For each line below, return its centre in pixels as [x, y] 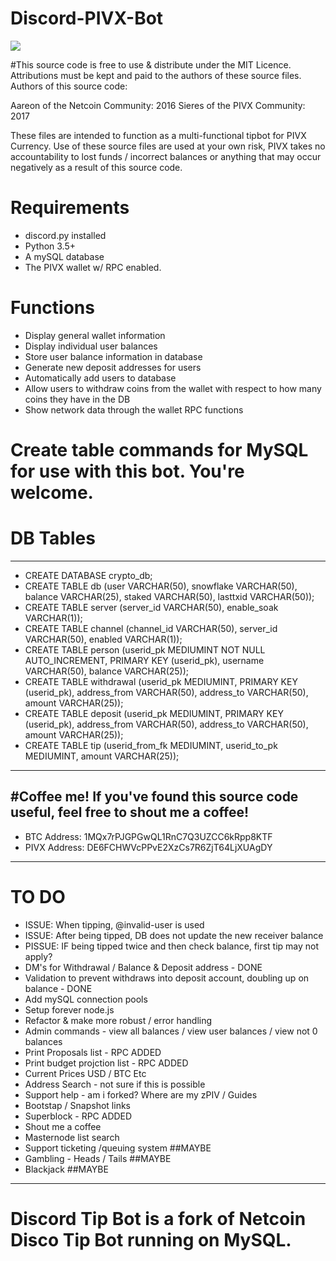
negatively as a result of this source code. [96, 167]
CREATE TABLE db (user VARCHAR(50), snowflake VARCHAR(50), [161, 586]
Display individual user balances [91, 346]
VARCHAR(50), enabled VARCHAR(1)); [103, 639]
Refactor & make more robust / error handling [118, 1020]
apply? [38, 956]
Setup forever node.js [69, 1009]
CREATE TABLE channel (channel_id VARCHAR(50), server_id [151, 628]
